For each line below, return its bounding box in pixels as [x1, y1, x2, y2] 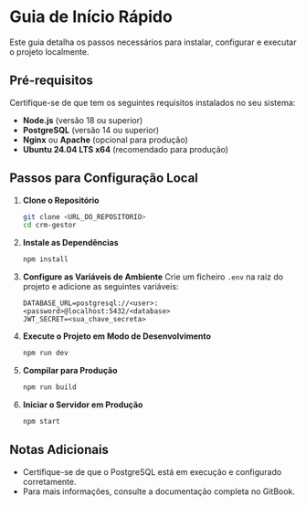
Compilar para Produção [22, 365, 118, 376]
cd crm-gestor [22, 221, 77, 230]
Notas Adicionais [9, 442, 110, 458]
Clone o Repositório [22, 195, 100, 206]
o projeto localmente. [9, 46, 90, 57]
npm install [22, 255, 69, 264]
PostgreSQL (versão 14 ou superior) [22, 124, 160, 135]
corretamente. [22, 476, 77, 487]
